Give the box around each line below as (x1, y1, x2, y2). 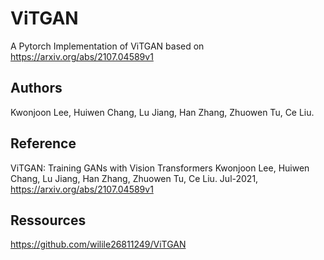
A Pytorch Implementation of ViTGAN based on (10, 40, 205, 52)
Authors (10, 80, 63, 97)
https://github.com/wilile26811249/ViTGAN (10, 238, 187, 251)
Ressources (10, 212, 87, 229)
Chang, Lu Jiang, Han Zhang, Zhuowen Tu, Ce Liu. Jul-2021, (10, 172, 259, 184)
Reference (10, 135, 77, 152)
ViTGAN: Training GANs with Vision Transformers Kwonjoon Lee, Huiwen (10, 162, 310, 174)
